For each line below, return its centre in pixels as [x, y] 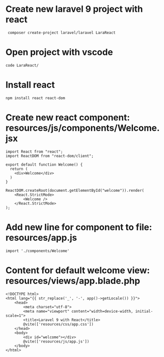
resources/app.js [41, 237]
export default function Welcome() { [44, 164]
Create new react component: [68, 117]
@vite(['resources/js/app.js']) [56, 341]
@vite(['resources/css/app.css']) [58, 324]
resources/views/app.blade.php [73, 281]
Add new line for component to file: [79, 227]
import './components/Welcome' [38, 251]
